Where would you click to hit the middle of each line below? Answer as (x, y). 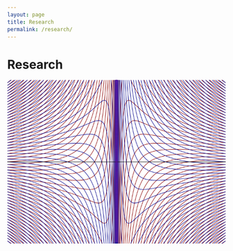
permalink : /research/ (40, 29)
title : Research (31, 22)
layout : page (26, 15)
